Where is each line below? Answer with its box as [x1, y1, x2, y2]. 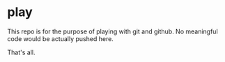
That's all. [7, 48, 36, 56]
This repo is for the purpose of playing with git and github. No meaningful [7, 27, 218, 36]
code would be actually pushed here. [7, 34, 114, 42]
